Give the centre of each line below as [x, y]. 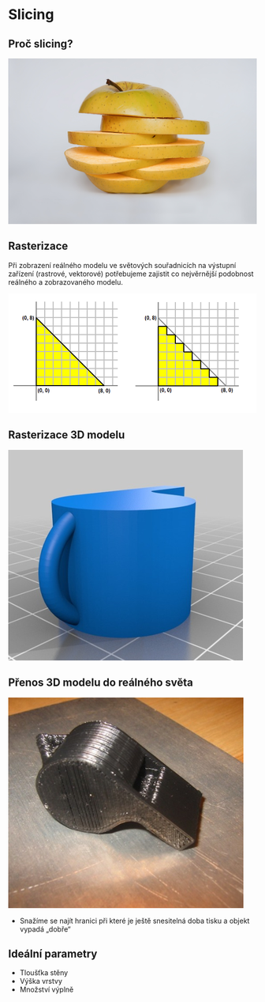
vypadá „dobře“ [45, 929]
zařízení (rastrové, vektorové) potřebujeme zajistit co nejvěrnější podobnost [131, 274]
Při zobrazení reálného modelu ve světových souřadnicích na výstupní [122, 265]
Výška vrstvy [41, 981]
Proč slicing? [41, 44]
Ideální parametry [53, 953]
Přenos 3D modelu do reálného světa [101, 683]
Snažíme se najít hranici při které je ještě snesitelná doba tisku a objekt [134, 921]
